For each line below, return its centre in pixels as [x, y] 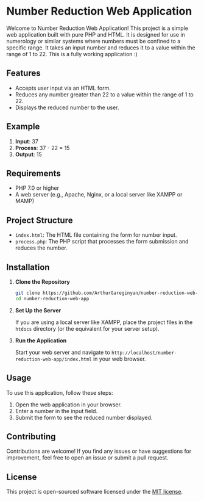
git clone [28, 293]
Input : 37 [26, 141]
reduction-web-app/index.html [54, 359]
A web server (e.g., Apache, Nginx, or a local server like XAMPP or [99, 195]
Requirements [33, 173]
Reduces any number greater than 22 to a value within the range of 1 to [104, 94]
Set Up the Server [38, 310]
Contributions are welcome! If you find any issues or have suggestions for [99, 451]
